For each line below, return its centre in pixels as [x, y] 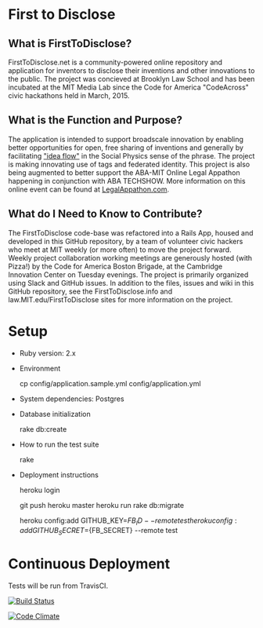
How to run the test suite [59, 444]
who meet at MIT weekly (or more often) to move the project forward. [120, 250]
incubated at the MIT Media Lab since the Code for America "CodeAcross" [128, 87]
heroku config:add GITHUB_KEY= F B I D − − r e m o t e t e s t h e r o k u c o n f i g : [128, 521]
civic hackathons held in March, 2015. [69, 95]
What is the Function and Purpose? [95, 120]
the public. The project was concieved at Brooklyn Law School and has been [131, 79]
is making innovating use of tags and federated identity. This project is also [129, 164]
